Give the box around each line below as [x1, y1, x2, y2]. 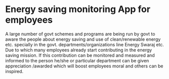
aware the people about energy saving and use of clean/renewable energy [5, 36, 161, 42]
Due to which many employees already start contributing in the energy [5, 47, 152, 53]
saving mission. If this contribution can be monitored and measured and [5, 52, 155, 58]
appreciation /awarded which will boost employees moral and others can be [5, 63, 163, 69]
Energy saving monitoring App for [5, 4, 151, 15]
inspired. [5, 68, 24, 74]
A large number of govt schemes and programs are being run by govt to [5, 31, 155, 37]
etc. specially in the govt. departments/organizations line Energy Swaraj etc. [5, 41, 164, 47]
